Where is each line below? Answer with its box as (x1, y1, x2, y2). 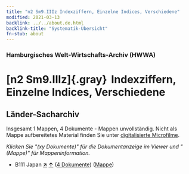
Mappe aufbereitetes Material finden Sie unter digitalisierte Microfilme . (6, 132, 180, 139)
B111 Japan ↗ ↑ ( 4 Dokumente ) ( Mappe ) (14, 161, 114, 168)
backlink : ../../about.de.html (6, 20, 84, 26)
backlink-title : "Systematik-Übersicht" (6, 25, 109, 32)
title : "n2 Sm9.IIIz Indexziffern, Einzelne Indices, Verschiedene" (6, 8, 180, 15)
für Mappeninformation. (31, 149, 91, 157)
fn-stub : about (6, 31, 44, 37)
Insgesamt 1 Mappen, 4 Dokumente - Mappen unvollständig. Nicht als (6, 125, 178, 132)
